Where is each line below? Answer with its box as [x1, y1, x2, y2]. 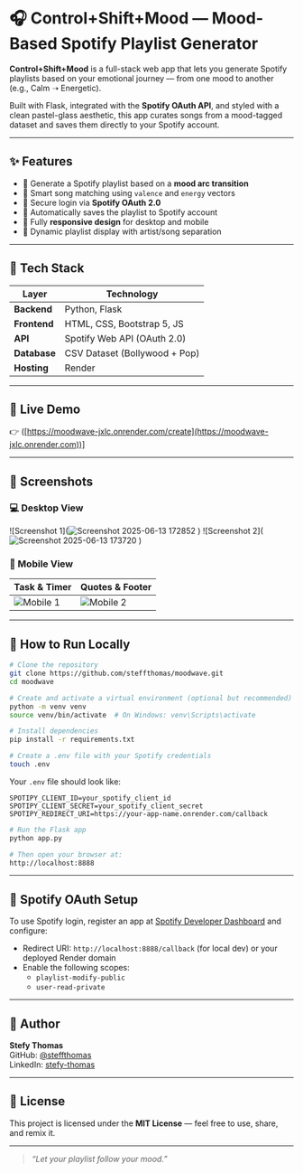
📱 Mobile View [9, 558, 74, 570]
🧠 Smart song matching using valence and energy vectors [22, 187, 236, 198]
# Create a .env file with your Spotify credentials [9, 752, 212, 761]
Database [14, 346, 57, 359]
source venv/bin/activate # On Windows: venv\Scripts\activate [9, 710, 256, 719]
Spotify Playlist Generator [60, 33, 259, 54]
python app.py [9, 833, 63, 842]
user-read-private [35, 983, 106, 992]
